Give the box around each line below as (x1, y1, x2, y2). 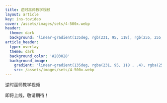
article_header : (5, 40, 39, 45)
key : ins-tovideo (5, 16, 41, 21)
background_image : (9, 58, 48, 63)
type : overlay (9, 44, 39, 49)
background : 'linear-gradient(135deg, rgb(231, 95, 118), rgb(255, (9, 35, 153, 40)
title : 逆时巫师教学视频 (5, 7, 51, 12)
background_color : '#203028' (9, 53, 70, 59)
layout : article (5, 12, 39, 17)
